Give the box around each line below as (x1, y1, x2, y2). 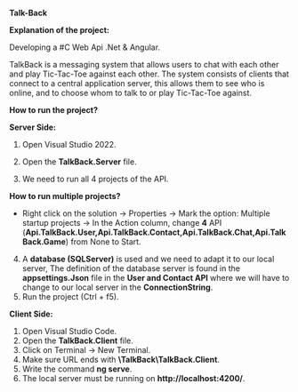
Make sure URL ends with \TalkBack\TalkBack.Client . (21, 355, 221, 364)
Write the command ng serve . (21, 364, 133, 374)
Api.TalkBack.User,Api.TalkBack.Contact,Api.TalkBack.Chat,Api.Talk (25, 227, 286, 237)
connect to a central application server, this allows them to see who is (9, 78, 265, 88)
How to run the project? (9, 105, 99, 115)
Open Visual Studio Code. (21, 326, 117, 336)
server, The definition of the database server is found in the (21, 263, 240, 274)
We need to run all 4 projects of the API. (21, 173, 169, 184)
